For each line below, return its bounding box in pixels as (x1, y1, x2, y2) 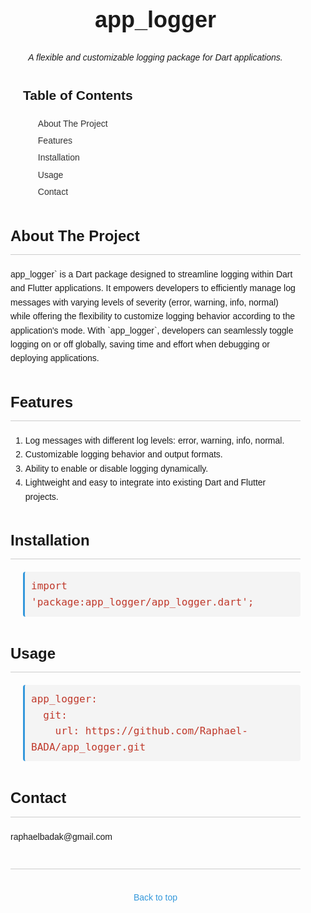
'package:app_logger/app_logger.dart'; (31, 596, 255, 608)
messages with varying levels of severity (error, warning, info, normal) (10, 296, 279, 308)
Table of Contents (23, 87, 133, 103)
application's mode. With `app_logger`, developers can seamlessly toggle (10, 324, 294, 336)
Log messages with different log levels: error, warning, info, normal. (24, 435, 285, 447)
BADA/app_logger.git (31, 740, 147, 753)
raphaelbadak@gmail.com (10, 831, 113, 842)
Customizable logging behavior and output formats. (24, 449, 223, 460)
